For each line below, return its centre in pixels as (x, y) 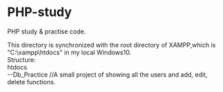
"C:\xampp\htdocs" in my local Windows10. (69, 52)
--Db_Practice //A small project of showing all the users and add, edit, (107, 75)
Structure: (22, 59)
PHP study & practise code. (47, 31)
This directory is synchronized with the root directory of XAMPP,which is (111, 45)
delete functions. (31, 82)
